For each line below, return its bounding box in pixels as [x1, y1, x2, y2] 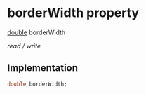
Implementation [7, 62, 79, 74]
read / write [7, 41, 41, 50]
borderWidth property [7, 5, 139, 21]
